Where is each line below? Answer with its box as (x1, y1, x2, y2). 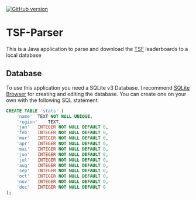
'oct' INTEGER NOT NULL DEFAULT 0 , (16, 173, 109, 179)
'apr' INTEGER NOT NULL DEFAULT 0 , (16, 141, 109, 147)
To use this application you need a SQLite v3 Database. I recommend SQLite (6, 84, 190, 91)
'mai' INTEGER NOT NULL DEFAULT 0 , (16, 146, 109, 152)
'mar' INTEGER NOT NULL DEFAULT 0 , (16, 135, 109, 141)
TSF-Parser (6, 26, 63, 39)
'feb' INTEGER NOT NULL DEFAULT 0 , (16, 130, 109, 136)
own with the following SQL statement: (6, 97, 99, 104)
